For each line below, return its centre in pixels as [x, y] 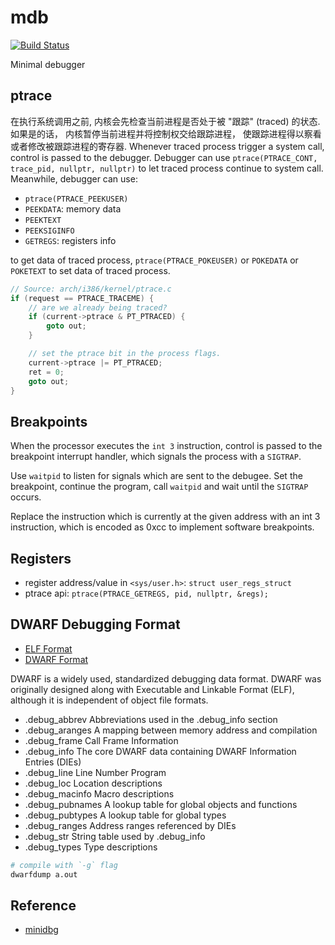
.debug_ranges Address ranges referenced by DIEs [130, 825]
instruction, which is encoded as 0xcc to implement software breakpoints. [162, 527]
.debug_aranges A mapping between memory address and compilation [171, 730]
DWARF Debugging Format [95, 624]
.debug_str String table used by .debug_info [115, 836]
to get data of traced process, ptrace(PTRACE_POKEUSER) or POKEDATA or [154, 260]
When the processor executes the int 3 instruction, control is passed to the [166, 446]
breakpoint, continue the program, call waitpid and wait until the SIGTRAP [159, 487]
